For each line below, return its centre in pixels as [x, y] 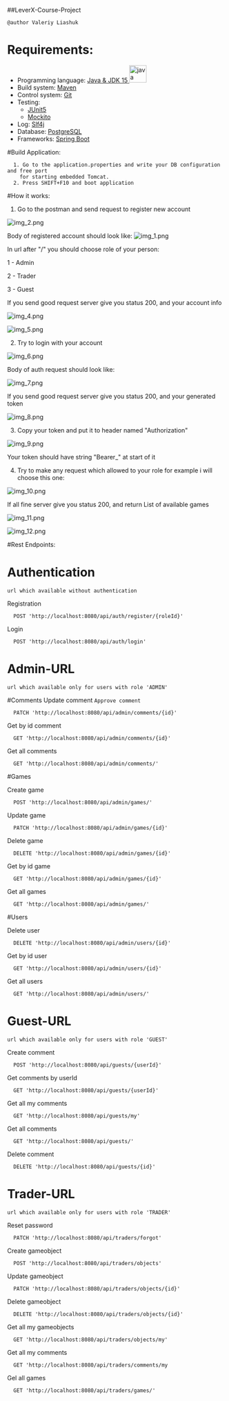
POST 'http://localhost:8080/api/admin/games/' [83, 802]
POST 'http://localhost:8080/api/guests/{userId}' [88, 1065]
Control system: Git [44, 95]
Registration [24, 604]
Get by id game [29, 866]
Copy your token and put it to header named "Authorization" [102, 430]
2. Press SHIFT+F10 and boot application [74, 183]
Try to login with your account [60, 342]
